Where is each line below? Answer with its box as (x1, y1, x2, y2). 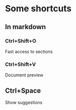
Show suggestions (5, 99, 43, 105)
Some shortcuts (5, 3, 72, 14)
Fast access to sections (5, 48, 53, 54)
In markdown (5, 23, 46, 31)
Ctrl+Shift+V (5, 61, 36, 68)
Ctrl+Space (5, 86, 41, 95)
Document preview (5, 72, 44, 78)
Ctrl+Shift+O (5, 37, 37, 44)
